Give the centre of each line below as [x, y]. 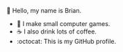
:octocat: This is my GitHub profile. [66, 41]
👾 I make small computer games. [63, 24]
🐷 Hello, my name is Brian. [44, 11]
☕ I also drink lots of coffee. [56, 31]
